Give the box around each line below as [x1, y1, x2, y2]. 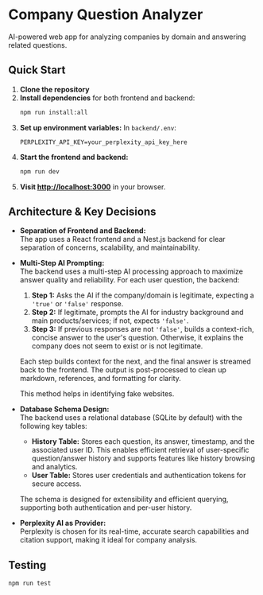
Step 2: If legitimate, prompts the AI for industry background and [31, 308, 244, 317]
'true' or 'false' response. [31, 299, 124, 309]
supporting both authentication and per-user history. [19, 503, 192, 512]
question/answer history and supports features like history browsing [31, 453, 256, 463]
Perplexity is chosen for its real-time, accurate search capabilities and [19, 527, 249, 536]
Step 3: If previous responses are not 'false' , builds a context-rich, [31, 325, 254, 334]
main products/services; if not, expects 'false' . [31, 316, 189, 325]
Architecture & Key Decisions [8, 204, 157, 218]
